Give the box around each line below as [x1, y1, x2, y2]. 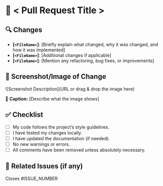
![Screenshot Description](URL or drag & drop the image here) [5, 86, 135, 92]
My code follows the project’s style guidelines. [12, 124, 110, 130]
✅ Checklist [5, 110, 44, 119]
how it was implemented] [12, 47, 65, 53]
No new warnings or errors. [12, 141, 70, 147]
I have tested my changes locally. [12, 130, 83, 136]
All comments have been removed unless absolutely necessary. [12, 147, 146, 153]
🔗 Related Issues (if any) [5, 162, 84, 171]
